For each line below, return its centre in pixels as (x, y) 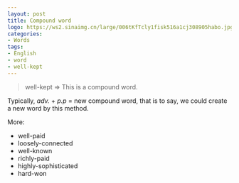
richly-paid (33, 158)
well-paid (31, 135)
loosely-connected (45, 143)
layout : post (27, 14)
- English (22, 54)
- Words (19, 40)
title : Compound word (39, 21)
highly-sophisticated (48, 166)
